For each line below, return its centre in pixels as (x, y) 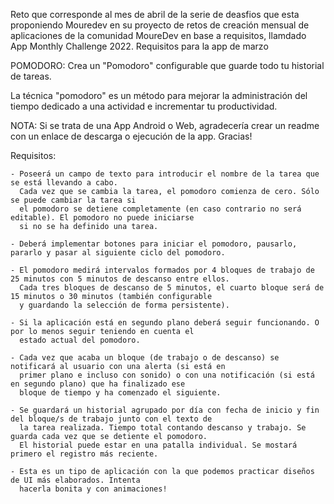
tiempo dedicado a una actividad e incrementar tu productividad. (144, 106)
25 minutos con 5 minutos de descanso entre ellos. (120, 279)
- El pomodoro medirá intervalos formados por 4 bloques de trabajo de (162, 270)
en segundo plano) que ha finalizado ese (98, 384)
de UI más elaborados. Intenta (75, 480)
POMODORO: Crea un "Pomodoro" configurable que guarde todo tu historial (167, 65)
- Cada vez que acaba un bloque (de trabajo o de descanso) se (145, 358)
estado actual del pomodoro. (80, 340)
